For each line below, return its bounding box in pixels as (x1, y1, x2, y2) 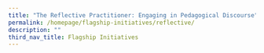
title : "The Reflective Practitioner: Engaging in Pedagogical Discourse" (8, 11, 258, 19)
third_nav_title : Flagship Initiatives (8, 33, 139, 41)
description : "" (8, 26, 61, 34)
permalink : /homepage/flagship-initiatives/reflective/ (8, 19, 195, 26)
